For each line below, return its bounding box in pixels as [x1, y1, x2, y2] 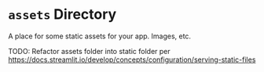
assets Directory [8, 5, 117, 23]
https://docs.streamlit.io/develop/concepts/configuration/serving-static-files [8, 55, 256, 64]
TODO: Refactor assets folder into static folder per [8, 46, 170, 56]
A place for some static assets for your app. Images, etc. [8, 31, 191, 41]
